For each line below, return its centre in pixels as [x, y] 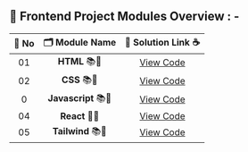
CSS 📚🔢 [79, 80]
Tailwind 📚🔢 [79, 131]
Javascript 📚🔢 [80, 97]
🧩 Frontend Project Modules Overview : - [124, 17]
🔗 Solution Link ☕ [162, 42]
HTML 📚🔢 [80, 61]
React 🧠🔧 [80, 115]
